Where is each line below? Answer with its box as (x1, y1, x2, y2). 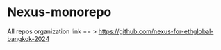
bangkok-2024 (7, 34, 50, 42)
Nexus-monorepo (7, 4, 112, 20)
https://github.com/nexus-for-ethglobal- (98, 27, 214, 35)
